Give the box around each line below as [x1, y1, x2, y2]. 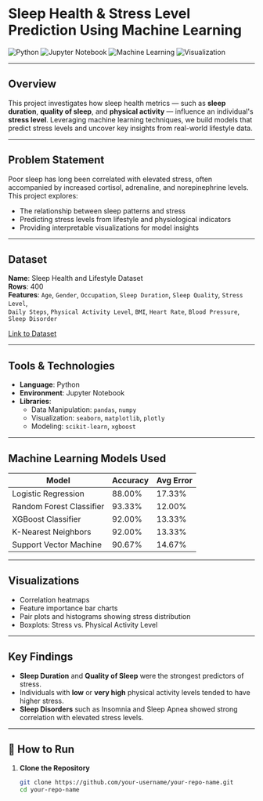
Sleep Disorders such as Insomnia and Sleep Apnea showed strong [19, 704, 238, 714]
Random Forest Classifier [12, 501, 105, 512]
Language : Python [19, 380, 80, 389]
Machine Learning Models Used [8, 452, 167, 465]
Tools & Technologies [8, 359, 115, 373]
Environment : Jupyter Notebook [19, 388, 125, 398]
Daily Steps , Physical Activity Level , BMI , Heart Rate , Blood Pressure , [8, 307, 240, 316]
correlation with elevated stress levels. [19, 712, 144, 722]
